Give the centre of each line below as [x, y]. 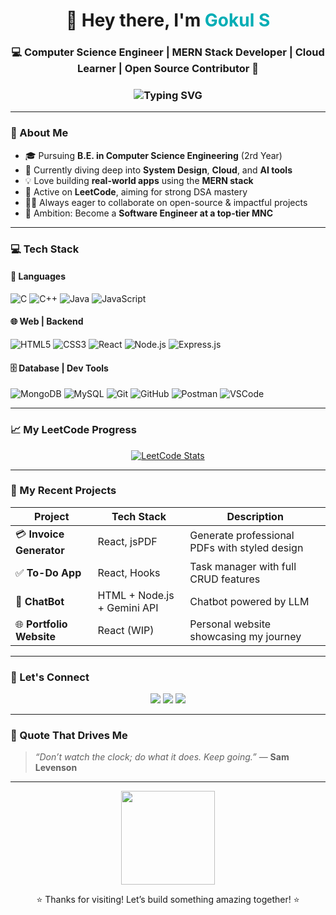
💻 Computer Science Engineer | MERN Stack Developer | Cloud [168, 52]
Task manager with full [243, 566]
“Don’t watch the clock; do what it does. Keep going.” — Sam [162, 757]
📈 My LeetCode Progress [73, 430]
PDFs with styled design [246, 548]
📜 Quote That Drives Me [69, 736]
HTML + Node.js [136, 595]
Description [255, 516]
